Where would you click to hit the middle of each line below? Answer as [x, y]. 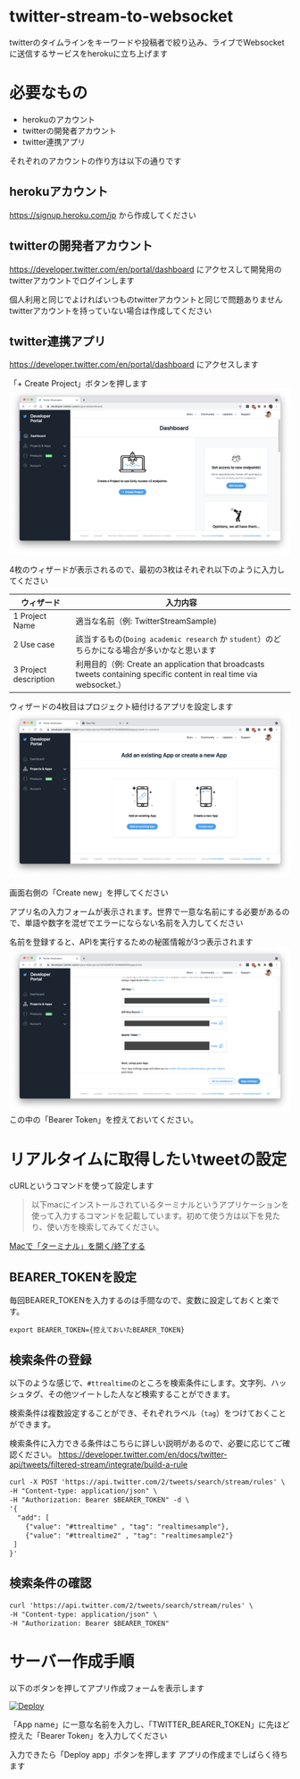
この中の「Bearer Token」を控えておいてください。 [104, 1120]
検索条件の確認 [50, 1584]
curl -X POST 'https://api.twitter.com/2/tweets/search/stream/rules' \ [147, 1482]
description [34, 679]
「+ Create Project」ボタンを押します [79, 384]
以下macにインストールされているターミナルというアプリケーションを [160, 1205]
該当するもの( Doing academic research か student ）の [175, 639]
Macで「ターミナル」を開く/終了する [77, 1246]
